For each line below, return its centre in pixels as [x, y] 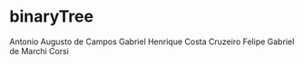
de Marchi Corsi [39, 50]
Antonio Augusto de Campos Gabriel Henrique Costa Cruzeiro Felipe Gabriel [152, 41]
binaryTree [51, 17]
